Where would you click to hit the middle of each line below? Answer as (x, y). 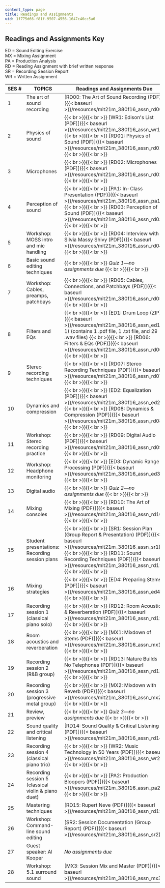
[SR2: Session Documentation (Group (108, 823)
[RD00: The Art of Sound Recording (105, 97)
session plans (42, 560)
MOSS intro (40, 240)
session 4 (38, 752)
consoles (37, 514)
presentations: (43, 547)
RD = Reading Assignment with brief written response (59, 66)
